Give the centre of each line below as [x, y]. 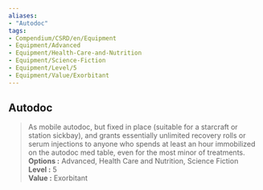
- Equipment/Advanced [45, 46]
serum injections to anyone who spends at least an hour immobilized [142, 144]
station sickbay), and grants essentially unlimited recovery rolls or [137, 135]
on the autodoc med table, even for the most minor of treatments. [136, 152]
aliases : [23, 16]
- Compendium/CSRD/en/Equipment [62, 38]
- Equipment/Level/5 [43, 68]
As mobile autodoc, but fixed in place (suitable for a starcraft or [133, 127]
